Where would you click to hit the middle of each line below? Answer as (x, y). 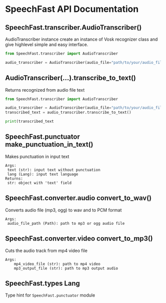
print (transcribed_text (30, 122)
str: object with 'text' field (39, 183)
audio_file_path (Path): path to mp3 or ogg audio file (66, 223)
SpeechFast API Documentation (72, 9)
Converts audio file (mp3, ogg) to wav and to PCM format (63, 210)
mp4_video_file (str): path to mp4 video (57, 264)
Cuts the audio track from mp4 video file (46, 251)
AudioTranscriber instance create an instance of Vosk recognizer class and (82, 39)
